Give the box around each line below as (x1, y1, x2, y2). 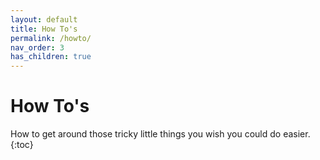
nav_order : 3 (10, 42, 65, 53)
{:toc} (10, 139, 34, 151)
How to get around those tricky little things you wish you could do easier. (10, 128, 311, 140)
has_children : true (10, 52, 92, 62)
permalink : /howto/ (10, 33, 92, 43)
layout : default (10, 14, 78, 25)
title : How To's (10, 24, 78, 34)
